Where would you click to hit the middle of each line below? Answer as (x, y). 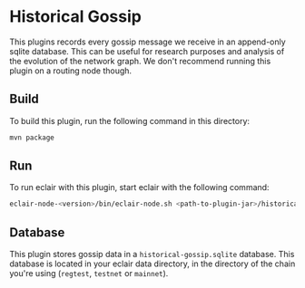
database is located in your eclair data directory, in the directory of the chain (152, 264)
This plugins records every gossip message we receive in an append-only (148, 42)
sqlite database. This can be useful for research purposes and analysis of (147, 51)
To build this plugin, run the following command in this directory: (130, 120)
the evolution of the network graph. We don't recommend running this (140, 61)
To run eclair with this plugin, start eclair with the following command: (139, 187)
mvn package (32, 138)
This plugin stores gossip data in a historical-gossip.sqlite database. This (152, 254)
